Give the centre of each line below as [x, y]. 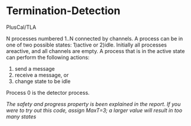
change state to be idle [42, 81]
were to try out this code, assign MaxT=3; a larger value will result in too [94, 110]
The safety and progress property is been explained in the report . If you [93, 104]
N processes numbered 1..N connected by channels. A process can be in [95, 38]
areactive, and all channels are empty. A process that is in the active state [95, 51]
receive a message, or [42, 75]
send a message [34, 68]
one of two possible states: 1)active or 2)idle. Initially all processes [86, 45]
